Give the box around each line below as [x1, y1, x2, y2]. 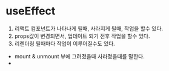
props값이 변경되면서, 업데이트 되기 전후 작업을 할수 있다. [14, 32, 150, 40]
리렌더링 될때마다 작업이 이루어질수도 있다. [14, 40, 116, 47]
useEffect [5, 4, 56, 18]
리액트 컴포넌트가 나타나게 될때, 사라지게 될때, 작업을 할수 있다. [14, 25, 164, 32]
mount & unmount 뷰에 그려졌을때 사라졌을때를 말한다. [14, 52, 145, 60]
